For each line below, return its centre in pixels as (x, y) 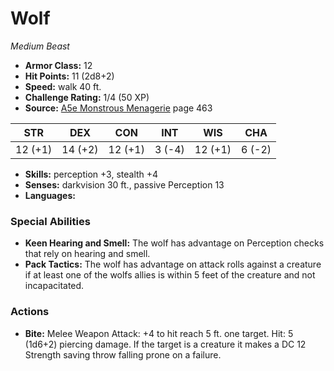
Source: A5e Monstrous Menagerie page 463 (118, 108)
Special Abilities (50, 221)
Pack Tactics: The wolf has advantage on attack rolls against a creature (173, 264)
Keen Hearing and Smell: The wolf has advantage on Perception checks (174, 243)
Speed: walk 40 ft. (63, 86)
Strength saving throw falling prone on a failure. (123, 354)
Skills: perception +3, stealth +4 (91, 174)
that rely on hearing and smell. (87, 254)
